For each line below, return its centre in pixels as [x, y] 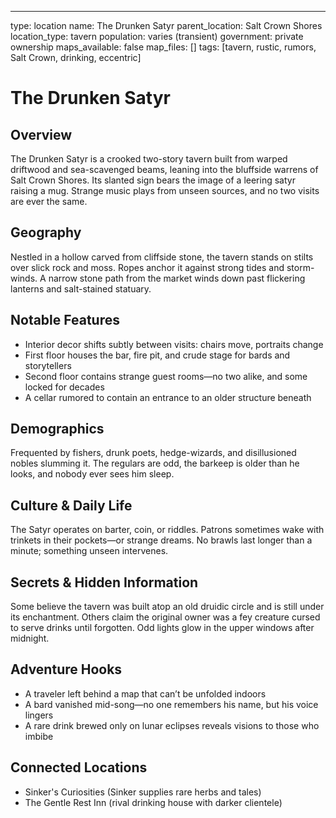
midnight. [30, 638]
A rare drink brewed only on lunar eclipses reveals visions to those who [172, 725]
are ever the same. [49, 201]
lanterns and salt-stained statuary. [81, 288]
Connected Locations [79, 767]
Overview [41, 134]
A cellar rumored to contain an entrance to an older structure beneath [168, 397]
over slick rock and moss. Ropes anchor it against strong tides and [147, 267]
